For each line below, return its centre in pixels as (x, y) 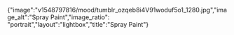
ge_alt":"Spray (28, 17)
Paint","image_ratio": (80, 17)
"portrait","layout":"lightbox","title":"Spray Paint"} (78, 24)
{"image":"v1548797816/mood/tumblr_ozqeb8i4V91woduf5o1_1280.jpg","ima (117, 10)
